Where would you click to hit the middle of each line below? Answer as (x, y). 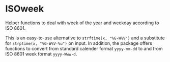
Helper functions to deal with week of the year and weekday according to (82, 23)
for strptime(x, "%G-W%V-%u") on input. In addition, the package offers (79, 43)
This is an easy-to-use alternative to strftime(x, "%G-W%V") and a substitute (85, 38)
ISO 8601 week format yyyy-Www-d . (41, 54)
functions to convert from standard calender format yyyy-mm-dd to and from (84, 48)
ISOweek (25, 9)
